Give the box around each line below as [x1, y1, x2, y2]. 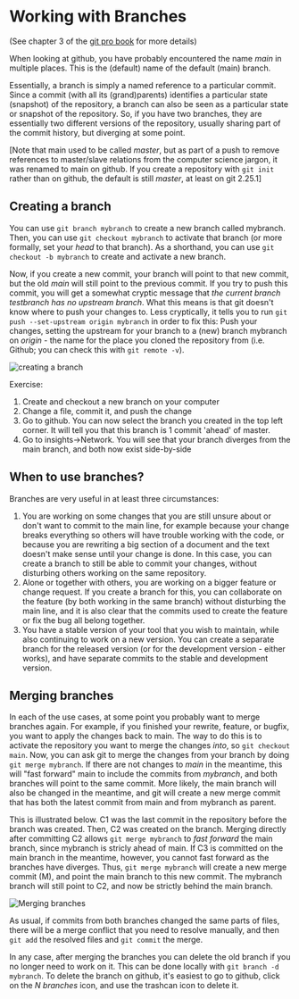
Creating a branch [9, 199, 112, 214]
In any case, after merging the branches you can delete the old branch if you [9, 952, 291, 962]
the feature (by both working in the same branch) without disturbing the [21, 595, 287, 606]
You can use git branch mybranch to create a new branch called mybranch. [9, 222, 286, 233]
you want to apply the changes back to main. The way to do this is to [9, 730, 262, 742]
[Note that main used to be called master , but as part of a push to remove [9, 145, 279, 155]
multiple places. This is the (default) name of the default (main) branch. [9, 62, 271, 73]
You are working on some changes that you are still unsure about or [21, 511, 272, 521]
